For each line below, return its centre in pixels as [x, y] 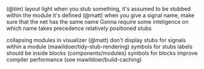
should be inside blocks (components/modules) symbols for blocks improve [102, 53]
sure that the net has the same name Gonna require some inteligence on [97, 22]
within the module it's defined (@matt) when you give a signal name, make [100, 15]
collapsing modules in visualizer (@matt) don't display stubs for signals [96, 40]
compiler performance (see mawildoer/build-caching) [74, 60]
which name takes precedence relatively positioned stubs [79, 28]
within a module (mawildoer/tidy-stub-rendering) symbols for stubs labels [100, 46]
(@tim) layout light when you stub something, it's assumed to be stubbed [99, 9]
